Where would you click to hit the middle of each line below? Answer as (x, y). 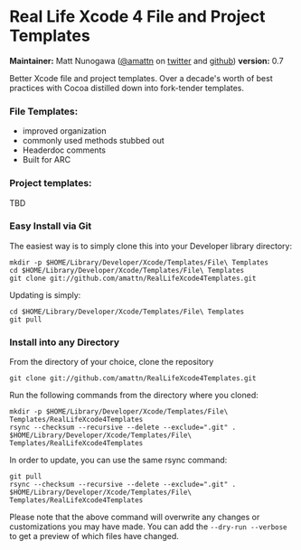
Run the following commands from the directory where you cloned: (134, 396)
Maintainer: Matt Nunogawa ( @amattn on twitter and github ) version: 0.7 (146, 61)
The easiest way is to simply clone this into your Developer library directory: (151, 246)
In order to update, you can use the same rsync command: (118, 460)
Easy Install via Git (51, 226)
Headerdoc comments (64, 150)
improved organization (64, 131)
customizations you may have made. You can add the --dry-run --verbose (148, 527)
